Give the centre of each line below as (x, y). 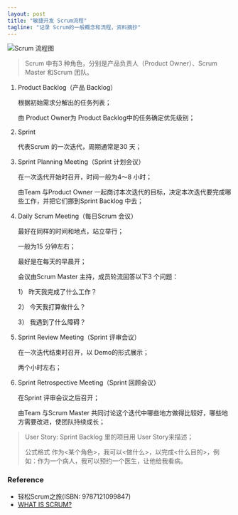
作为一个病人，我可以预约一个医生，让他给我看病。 (112, 461)
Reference (26, 480)
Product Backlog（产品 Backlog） (67, 88)
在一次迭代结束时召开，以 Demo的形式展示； (83, 353)
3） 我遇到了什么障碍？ (52, 322)
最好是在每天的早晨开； (52, 261)
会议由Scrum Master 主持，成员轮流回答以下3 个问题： (98, 277)
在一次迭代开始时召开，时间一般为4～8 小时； (85, 177)
